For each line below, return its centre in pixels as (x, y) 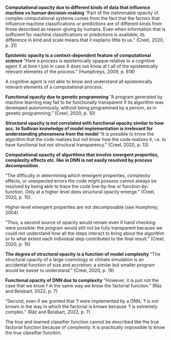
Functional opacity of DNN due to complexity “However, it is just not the (82, 280)
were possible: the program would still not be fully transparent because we (84, 228)
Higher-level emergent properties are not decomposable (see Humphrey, (82, 207)
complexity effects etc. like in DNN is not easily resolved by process (79, 160)
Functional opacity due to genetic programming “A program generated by (84, 97)
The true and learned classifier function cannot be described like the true (82, 322)
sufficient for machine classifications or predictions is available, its (75, 35)
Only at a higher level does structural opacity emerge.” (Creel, (90, 192)
